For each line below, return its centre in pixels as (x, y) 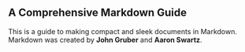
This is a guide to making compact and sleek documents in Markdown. (123, 31)
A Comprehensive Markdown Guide (98, 13)
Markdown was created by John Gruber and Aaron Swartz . (105, 40)
